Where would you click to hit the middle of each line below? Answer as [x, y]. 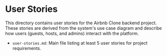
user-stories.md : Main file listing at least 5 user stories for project [80, 43]
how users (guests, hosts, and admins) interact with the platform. [72, 33]
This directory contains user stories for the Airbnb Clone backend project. [81, 23]
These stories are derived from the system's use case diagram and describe [83, 28]
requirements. [27, 48]
